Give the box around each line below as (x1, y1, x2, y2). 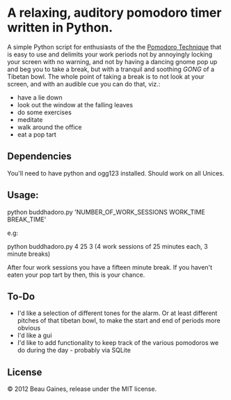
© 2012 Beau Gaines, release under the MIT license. (7, 385, 157, 393)
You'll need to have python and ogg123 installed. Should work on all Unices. (7, 169, 225, 177)
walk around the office (17, 123, 82, 131)
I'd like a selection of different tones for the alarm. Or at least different (17, 309, 218, 318)
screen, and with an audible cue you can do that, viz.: (7, 79, 161, 88)
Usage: (7, 190, 40, 201)
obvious (17, 324, 40, 332)
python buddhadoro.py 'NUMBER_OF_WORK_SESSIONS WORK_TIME (7, 208, 205, 216)
